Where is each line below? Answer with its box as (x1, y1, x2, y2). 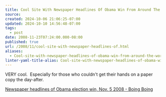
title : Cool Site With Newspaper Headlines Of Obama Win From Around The (5, 7, 161, 12)
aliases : (5, 48, 23, 53)
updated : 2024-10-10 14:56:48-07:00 (5, 21, 81, 26)
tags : (5, 26, 16, 31)
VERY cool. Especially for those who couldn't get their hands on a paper (5, 71, 153, 77)
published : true (5, 40, 39, 45)
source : (5, 12, 21, 17)
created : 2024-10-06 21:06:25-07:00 (5, 16, 81, 21)
